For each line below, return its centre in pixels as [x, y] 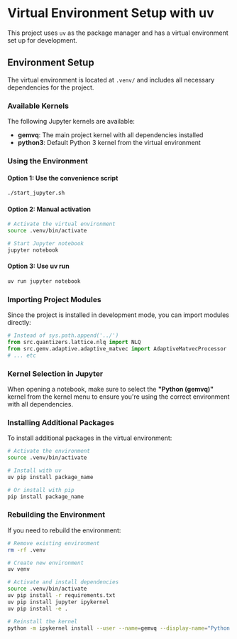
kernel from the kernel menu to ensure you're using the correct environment [118, 397]
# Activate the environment [49, 451]
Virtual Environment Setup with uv [111, 13]
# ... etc [22, 355]
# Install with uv [34, 471]
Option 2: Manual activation [49, 209]
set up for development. [43, 40]
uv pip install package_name [50, 477]
